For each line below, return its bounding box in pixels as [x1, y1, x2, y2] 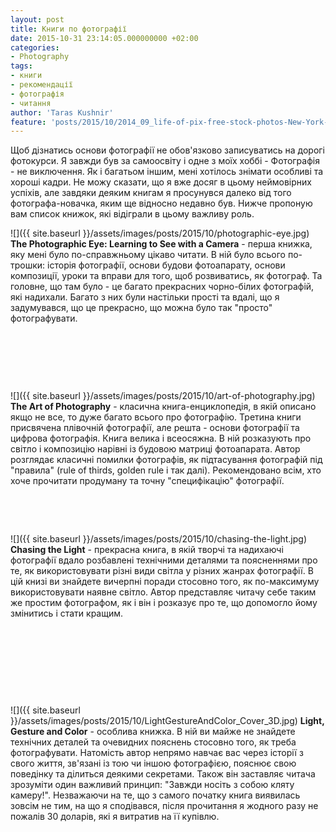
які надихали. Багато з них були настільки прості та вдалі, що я [10, 291, 280, 303]
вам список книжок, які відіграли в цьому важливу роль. [10, 208, 255, 220]
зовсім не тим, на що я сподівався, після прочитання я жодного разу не [10, 800, 319, 812]
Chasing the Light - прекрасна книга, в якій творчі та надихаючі [10, 544, 284, 556]
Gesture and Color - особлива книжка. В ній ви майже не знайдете [10, 726, 296, 738]
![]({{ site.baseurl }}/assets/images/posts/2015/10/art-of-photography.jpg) [10, 390, 316, 402]
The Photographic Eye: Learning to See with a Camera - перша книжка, [10, 238, 313, 250]
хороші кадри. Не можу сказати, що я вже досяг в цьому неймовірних [10, 176, 312, 188]
